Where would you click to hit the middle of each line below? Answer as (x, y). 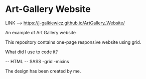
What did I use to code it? (32, 52)
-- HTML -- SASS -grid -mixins (37, 61)
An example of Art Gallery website (41, 32)
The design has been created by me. (43, 71)
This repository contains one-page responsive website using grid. (73, 42)
